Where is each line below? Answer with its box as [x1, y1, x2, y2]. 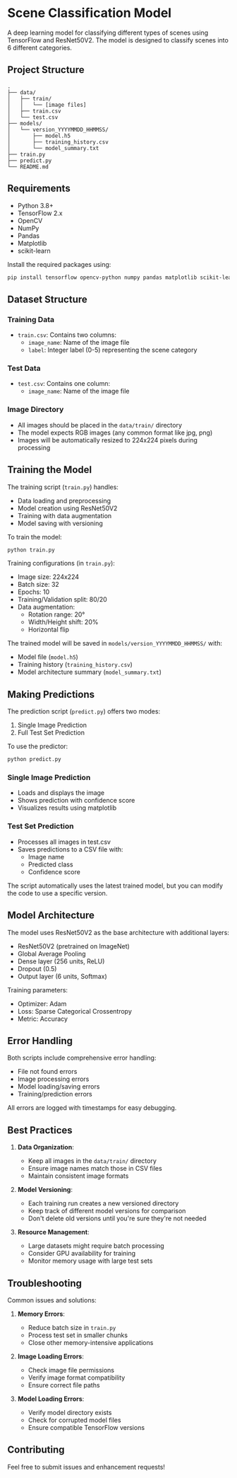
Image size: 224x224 [17, 573, 80, 581]
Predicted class [28, 860, 73, 869]
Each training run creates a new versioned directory [28, 1199, 179, 1208]
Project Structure [7, 64, 85, 76]
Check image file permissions [28, 1365, 115, 1374]
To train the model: [7, 532, 62, 541]
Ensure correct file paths [28, 1380, 100, 1389]
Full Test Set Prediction [17, 728, 85, 737]
